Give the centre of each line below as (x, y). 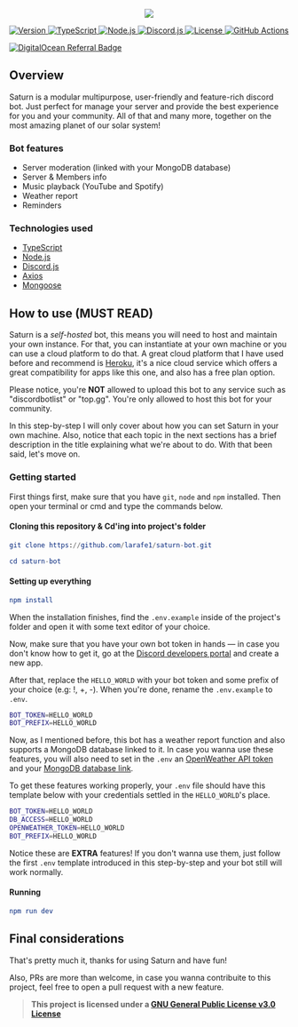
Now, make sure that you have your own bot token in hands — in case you (145, 643)
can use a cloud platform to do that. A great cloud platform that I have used (146, 354)
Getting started (43, 477)
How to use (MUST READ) (81, 313)
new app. (26, 663)
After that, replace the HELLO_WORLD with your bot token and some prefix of (144, 680)
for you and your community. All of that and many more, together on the (141, 115)
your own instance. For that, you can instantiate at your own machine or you (148, 344)
